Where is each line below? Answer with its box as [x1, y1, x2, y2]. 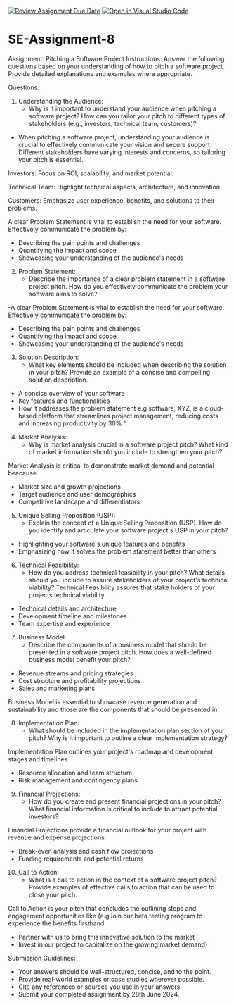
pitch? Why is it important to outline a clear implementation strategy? [28, 733, 228, 742]
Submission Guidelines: [8, 954, 76, 962]
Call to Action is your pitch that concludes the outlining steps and [8, 904, 197, 912]
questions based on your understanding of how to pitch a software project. [8, 62, 225, 70]
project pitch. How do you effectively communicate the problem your [28, 282, 228, 290]
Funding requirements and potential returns [18, 854, 144, 863]
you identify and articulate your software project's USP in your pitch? [28, 525, 229, 535]
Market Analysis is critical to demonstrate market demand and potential [8, 461, 215, 470]
